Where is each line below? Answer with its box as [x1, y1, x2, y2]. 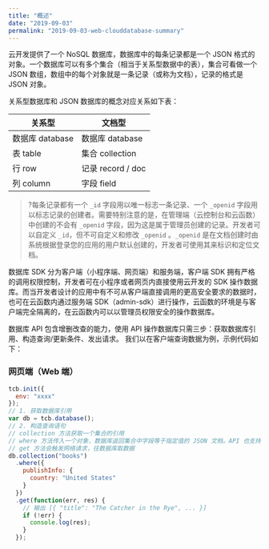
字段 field [81, 178, 117, 189]
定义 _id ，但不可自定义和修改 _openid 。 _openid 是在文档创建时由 [42, 230, 259, 240]
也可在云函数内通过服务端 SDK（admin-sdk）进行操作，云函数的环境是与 [8, 297, 250, 307]
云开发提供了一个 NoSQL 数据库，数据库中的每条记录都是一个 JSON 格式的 [8, 50, 255, 59]
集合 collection [81, 148, 137, 159]
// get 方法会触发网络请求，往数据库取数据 [8, 444, 135, 452]
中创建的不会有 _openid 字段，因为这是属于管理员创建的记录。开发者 [27, 220, 254, 230]
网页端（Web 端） [8, 366, 78, 377]
